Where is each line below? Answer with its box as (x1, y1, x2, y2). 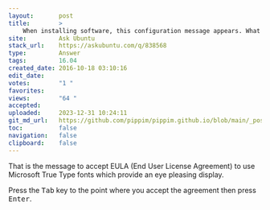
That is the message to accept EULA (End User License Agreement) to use (8, 161, 256, 171)
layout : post (8, 11, 74, 20)
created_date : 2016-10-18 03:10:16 (8, 64, 128, 72)
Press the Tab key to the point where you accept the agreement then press (8, 185, 257, 195)
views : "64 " (8, 94, 78, 102)
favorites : (8, 86, 45, 95)
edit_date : (8, 72, 45, 80)
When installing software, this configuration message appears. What (22, 27, 261, 35)
